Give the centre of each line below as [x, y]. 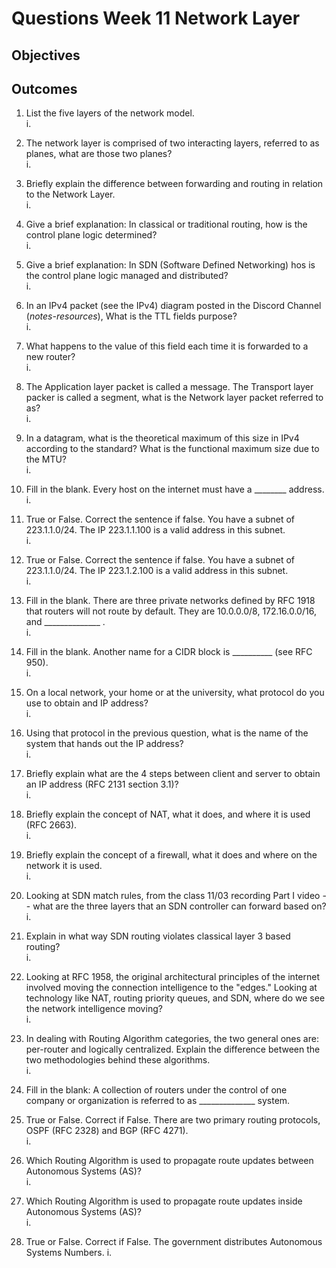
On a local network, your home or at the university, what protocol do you [175, 693]
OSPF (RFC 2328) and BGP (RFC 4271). [107, 1131]
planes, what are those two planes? [99, 154]
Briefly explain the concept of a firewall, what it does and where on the [171, 855]
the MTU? [46, 459]
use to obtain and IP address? [87, 703]
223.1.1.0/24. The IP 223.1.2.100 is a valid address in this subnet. [157, 571]
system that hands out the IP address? [104, 744]
